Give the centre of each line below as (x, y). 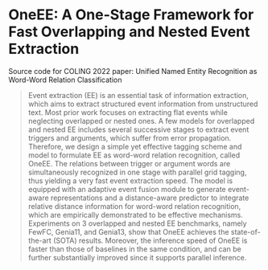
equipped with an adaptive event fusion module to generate (127, 189)
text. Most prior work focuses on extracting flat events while (128, 112)
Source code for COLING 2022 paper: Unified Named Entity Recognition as (133, 71)
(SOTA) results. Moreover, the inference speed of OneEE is (150, 240)
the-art (40, 240)
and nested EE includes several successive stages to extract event (138, 129)
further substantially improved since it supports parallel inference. (137, 257)
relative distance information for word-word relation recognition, (134, 206)
